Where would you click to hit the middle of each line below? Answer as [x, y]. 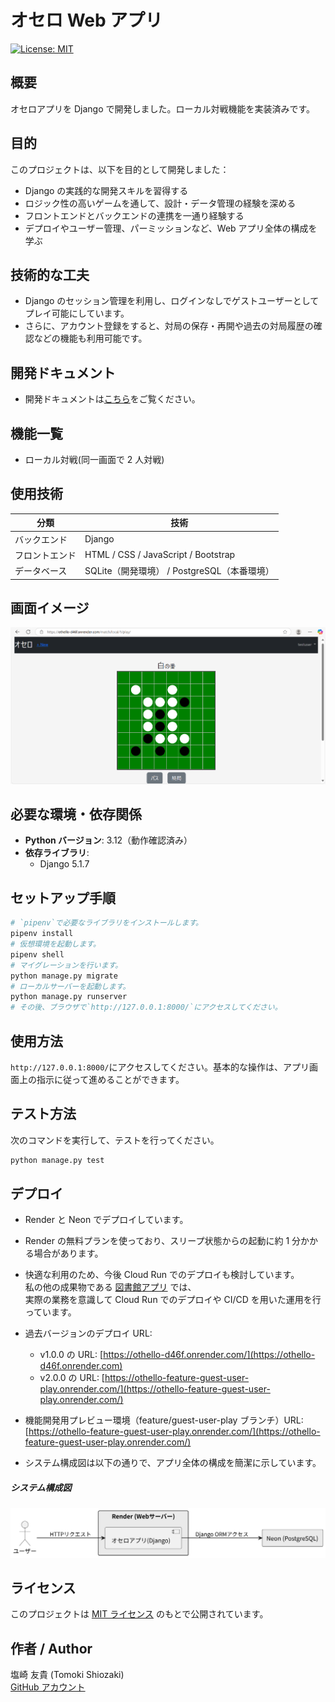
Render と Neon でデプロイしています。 [106, 1220]
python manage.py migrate [64, 976]
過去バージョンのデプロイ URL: [88, 1333]
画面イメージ [50, 607]
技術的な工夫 [50, 274]
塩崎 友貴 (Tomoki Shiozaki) [67, 1675]
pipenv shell [37, 954]
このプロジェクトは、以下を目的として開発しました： [120, 169]
